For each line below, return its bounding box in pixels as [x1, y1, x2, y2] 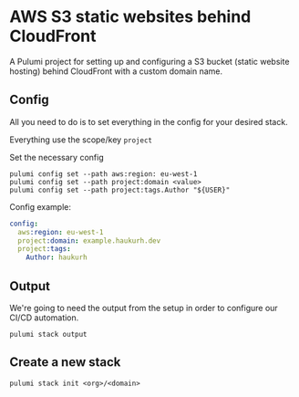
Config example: [9, 201, 71, 212]
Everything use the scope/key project [9, 134, 153, 145]
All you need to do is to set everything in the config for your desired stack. [9, 116, 289, 127]
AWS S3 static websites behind [9, 6, 252, 27]
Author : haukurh [26, 253, 88, 262]
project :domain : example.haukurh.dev [17, 235, 161, 246]
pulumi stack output [9, 329, 88, 339]
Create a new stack [9, 354, 121, 371]
